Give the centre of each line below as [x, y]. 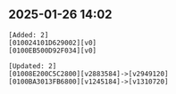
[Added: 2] [29, 35]
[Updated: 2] [33, 66]
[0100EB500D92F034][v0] [53, 51]
